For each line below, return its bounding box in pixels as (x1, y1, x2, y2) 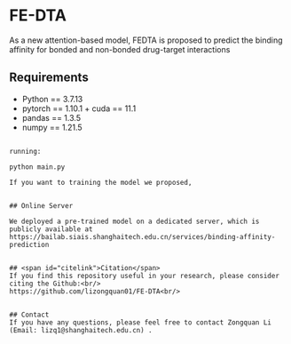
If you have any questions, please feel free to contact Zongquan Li (9, 317, 272, 327)
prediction (9, 240, 50, 249)
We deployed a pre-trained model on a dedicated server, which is (9, 217, 260, 226)
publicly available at (9, 224, 93, 234)
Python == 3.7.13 (21, 93, 83, 104)
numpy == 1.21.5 (21, 122, 83, 132)
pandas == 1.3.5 (21, 112, 82, 123)
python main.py (9, 162, 66, 172)
